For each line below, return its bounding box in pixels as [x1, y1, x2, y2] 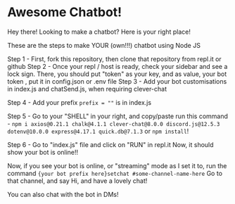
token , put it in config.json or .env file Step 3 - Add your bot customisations [7, 77, 227, 85]
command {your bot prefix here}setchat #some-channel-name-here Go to [7, 169, 223, 177]
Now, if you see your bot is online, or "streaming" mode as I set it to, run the [7, 161, 227, 170]
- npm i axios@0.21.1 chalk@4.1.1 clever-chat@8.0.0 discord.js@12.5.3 [7, 119, 220, 127]
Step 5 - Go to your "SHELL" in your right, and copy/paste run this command [7, 112, 229, 120]
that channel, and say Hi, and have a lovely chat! [7, 177, 148, 185]
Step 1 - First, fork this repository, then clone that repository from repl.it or [7, 54, 222, 63]
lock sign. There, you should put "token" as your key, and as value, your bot [7, 70, 227, 78]
